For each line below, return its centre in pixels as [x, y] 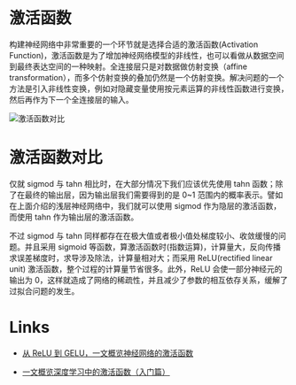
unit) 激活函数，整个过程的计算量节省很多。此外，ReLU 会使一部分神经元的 [146, 269]
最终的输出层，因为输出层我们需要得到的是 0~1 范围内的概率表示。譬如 [154, 195]
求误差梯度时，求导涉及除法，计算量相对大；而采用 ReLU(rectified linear [141, 258]
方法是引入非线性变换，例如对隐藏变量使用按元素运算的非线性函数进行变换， [149, 89]
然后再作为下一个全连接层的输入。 [71, 99]
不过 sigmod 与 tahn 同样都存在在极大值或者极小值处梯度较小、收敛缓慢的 [144, 235]
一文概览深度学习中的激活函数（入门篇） [96, 372]
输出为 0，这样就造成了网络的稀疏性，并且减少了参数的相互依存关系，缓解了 [148, 280]
